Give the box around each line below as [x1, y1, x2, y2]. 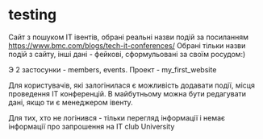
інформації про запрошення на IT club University [8, 121, 175, 131]
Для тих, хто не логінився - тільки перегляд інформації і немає [8, 112, 226, 122]
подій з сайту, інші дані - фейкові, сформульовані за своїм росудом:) [8, 49, 246, 59]
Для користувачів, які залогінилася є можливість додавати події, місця [8, 80, 256, 90]
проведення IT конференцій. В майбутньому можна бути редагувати [8, 88, 247, 98]
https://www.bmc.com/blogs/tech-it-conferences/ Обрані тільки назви [8, 40, 246, 50]
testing [8, 6, 57, 24]
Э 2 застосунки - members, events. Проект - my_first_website [8, 64, 217, 74]
